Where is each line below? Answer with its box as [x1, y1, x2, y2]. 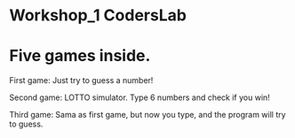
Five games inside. [9, 46, 151, 66]
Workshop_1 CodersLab [9, 5, 187, 26]
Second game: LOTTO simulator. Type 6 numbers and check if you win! [9, 92, 271, 103]
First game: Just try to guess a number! [9, 75, 154, 86]
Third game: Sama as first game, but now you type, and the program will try [9, 110, 286, 120]
